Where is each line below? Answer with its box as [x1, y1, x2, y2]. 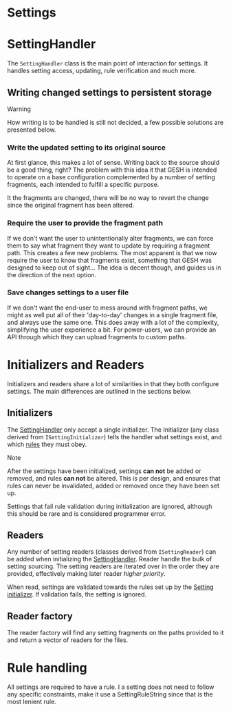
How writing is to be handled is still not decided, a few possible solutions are [7, 118, 224, 126]
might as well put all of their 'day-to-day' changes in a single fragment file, [7, 310, 219, 319]
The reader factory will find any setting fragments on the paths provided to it [7, 629, 224, 637]
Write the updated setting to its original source [7, 143, 166, 152]
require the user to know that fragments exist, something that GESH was [7, 256, 212, 264]
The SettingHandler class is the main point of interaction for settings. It [7, 59, 208, 68]
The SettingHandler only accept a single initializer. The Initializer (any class [7, 425, 219, 434]
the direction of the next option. [7, 270, 97, 279]
